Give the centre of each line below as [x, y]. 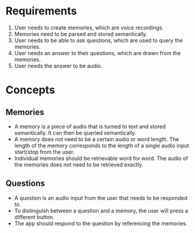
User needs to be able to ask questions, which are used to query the [98, 40]
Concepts [30, 90]
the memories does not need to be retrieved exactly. [79, 164]
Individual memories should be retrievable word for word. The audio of [101, 158]
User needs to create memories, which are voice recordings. [89, 28]
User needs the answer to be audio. [58, 66]
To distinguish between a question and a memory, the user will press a [101, 210]
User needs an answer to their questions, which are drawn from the [97, 53]
